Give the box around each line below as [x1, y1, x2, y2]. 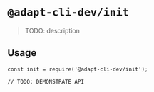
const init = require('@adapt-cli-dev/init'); [7, 66, 148, 73]
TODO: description [24, 26, 81, 35]
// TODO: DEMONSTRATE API [7, 78, 84, 85]
